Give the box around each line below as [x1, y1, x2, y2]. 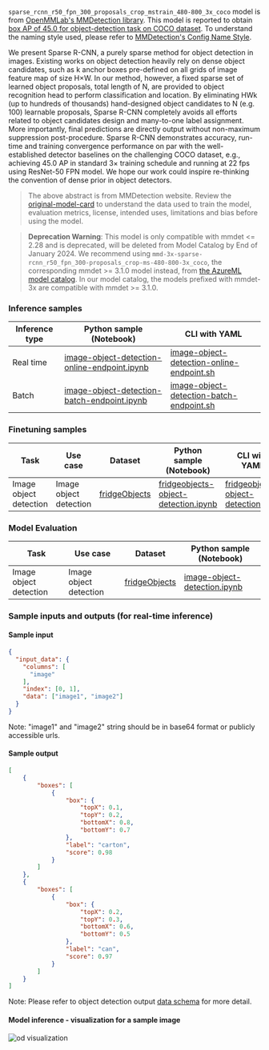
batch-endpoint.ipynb [63, 395, 148, 407]
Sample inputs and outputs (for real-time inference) [8, 610, 214, 621]
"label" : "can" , [65, 945, 120, 953]
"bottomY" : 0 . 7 [79, 826, 130, 835]
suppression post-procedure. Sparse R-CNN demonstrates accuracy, [8, 133, 238, 142]
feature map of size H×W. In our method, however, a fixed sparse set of [8, 74, 244, 82]
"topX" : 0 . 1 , [79, 804, 124, 812]
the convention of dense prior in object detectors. [8, 175, 172, 185]
